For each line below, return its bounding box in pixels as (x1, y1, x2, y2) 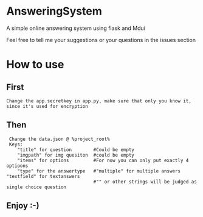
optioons (6, 163, 29, 169)
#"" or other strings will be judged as (93, 179, 198, 185)
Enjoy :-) (6, 201, 40, 211)
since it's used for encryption (6, 103, 88, 109)
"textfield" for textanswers (6, 173, 80, 179)
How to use (6, 58, 64, 71)
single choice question (6, 184, 67, 190)
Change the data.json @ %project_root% (9, 136, 111, 142)
